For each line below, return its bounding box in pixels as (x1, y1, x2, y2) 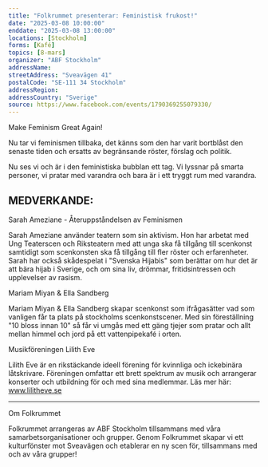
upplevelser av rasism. (8, 272, 82, 282)
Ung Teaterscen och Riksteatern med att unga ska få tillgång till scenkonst (8, 239, 253, 248)
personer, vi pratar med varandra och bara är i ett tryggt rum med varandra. (8, 171, 257, 180)
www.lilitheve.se (8, 385, 62, 395)
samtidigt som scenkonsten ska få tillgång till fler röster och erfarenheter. (8, 247, 249, 256)
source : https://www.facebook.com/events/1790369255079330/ (8, 101, 213, 109)
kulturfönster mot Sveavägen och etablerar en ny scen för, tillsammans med (8, 441, 258, 450)
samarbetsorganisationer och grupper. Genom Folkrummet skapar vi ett (8, 432, 244, 441)
